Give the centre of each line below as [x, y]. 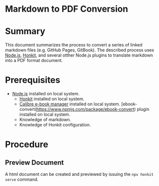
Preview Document [35, 162]
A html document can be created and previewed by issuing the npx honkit [79, 174]
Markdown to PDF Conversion [67, 9]
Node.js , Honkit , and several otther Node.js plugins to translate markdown [79, 55]
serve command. [22, 180]
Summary [25, 31]
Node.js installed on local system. [46, 94]
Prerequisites [33, 80]
